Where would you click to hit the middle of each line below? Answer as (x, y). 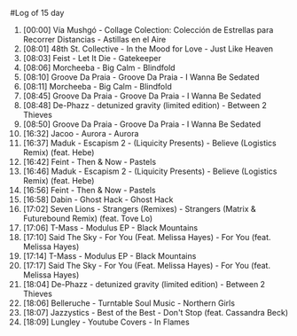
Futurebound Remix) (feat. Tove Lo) (88, 218)
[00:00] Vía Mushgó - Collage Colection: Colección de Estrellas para (148, 30)
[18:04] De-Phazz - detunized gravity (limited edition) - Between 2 (144, 284)
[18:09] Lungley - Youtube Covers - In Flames (106, 322)
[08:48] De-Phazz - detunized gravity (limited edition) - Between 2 (145, 105)
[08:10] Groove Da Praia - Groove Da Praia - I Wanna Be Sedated (141, 77)
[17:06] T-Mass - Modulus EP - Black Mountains (110, 228)
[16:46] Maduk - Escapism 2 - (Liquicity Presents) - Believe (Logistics (150, 171)
